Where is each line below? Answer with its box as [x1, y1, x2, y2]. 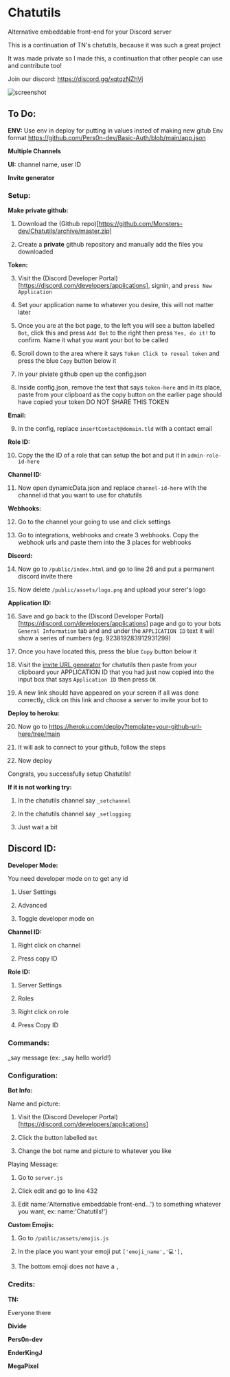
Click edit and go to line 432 [17, 1187, 98, 1195]
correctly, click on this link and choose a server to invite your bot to [17, 696, 209, 704]
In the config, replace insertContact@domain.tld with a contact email [17, 425, 212, 433]
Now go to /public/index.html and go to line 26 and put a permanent [17, 565, 215, 573]
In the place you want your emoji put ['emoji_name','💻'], [17, 1247, 184, 1255]
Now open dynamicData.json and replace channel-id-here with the [17, 484, 207, 492]
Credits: [8, 1279, 36, 1289]
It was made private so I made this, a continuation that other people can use [8, 54, 222, 63]
